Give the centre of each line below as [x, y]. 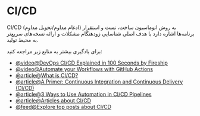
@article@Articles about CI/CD [53, 100]
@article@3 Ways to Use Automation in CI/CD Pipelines [83, 94]
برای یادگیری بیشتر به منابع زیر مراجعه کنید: [55, 51]
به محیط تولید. [23, 40]
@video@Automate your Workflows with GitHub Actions [84, 69]
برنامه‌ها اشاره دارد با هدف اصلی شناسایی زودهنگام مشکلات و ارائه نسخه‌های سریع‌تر [101, 33]
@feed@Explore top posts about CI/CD [63, 107]
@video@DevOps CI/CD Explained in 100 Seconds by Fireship [92, 63]
